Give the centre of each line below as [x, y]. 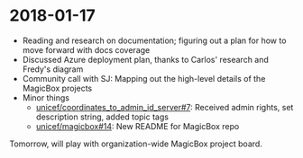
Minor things [46, 97]
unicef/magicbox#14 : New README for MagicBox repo [138, 126]
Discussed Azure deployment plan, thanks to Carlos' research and [145, 59]
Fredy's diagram [53, 69]
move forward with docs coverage [86, 49]
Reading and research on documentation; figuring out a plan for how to [154, 40]
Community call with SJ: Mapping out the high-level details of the [144, 78]
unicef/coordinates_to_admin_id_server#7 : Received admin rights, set [165, 107]
